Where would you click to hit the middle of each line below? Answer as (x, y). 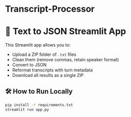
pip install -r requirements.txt (39, 105)
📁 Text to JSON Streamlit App (65, 32)
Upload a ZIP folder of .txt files (44, 54)
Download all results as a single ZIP (48, 75)
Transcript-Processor (50, 9)
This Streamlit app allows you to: (38, 45)
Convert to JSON (29, 65)
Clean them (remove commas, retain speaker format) (65, 60)
